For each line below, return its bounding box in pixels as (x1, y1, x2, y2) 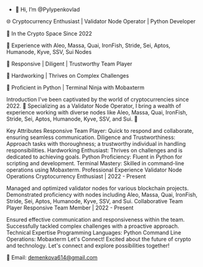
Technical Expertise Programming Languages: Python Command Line (6, 229, 182, 236)
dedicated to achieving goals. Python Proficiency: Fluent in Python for (6, 153, 182, 160)
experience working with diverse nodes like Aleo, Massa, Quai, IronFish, (6, 109, 188, 116)
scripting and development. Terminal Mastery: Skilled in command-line (6, 160, 185, 167)
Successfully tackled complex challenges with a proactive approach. (6, 222, 179, 230)
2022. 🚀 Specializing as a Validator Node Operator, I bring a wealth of (6, 102, 182, 110)
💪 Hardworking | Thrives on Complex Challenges (6, 72, 130, 79)
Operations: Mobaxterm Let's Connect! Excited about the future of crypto (6, 236, 191, 243)
